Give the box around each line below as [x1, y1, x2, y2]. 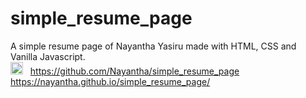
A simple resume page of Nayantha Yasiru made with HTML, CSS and [10, 40, 297, 52]
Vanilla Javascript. [10, 50, 86, 62]
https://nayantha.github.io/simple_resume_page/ [10, 75, 211, 87]
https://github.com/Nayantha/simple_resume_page [29, 65, 240, 77]
